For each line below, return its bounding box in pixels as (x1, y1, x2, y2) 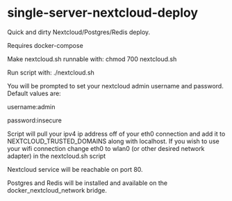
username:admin (7, 102, 56, 111)
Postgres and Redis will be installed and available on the (7, 179, 168, 187)
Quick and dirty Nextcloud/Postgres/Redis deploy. (7, 28, 151, 36)
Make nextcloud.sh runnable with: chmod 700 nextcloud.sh (7, 54, 177, 63)
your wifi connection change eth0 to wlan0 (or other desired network (7, 144, 205, 152)
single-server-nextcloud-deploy (7, 5, 199, 21)
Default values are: (7, 89, 61, 97)
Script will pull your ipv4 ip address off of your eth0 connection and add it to (7, 129, 226, 138)
